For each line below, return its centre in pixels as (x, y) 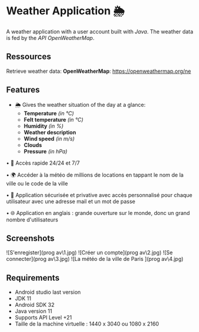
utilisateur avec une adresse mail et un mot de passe (71, 201)
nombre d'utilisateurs (32, 219)
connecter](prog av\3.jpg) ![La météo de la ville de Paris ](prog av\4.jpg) (95, 259)
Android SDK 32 (35, 305)
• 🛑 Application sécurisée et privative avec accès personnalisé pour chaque (99, 195)
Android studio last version (48, 292)
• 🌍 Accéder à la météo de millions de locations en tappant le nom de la (95, 175)
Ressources (29, 57)
